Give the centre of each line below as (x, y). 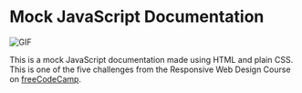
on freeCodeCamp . (46, 78)
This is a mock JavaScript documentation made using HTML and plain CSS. (151, 59)
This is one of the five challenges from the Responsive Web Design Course (150, 69)
